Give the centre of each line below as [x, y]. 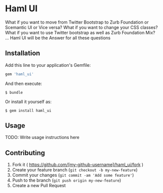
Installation [23, 53]
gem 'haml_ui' [20, 74]
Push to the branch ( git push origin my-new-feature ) [67, 180]
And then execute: [24, 83]
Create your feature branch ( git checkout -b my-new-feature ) [75, 170]
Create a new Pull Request [39, 186]
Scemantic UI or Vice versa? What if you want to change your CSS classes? [81, 27]
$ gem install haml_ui [28, 110]
